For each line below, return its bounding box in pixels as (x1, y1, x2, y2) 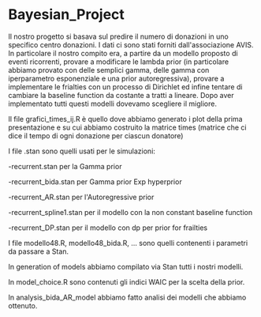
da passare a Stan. (8, 247, 69, 256)
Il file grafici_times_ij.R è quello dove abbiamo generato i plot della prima (8, 114, 243, 123)
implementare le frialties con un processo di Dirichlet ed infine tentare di (8, 81, 243, 92)
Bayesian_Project (8, 6, 125, 24)
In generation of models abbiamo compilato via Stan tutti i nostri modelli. (8, 262, 244, 271)
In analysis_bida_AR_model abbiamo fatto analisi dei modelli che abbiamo (8, 292, 247, 302)
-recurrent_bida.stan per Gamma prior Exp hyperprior (8, 176, 183, 187)
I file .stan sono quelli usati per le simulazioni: (8, 146, 156, 156)
